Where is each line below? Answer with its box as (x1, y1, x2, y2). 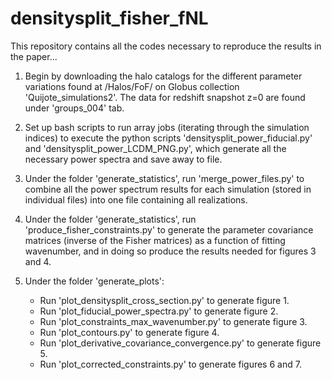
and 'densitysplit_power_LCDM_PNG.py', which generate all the (24, 142, 287, 154)
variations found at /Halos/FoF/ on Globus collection (24, 80, 240, 92)
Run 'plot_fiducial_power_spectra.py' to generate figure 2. (39, 305, 279, 317)
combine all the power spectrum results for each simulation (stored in (24, 183, 312, 195)
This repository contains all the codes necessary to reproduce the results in (10, 40, 322, 52)
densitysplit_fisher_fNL (10, 7, 209, 30)
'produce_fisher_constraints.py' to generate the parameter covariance (24, 223, 314, 236)
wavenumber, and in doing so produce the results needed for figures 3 (24, 245, 317, 257)
